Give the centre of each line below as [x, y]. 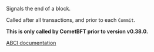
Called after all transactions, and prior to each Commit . [71, 20]
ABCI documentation [31, 43]
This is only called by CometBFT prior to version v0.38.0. [77, 31]
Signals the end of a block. [38, 9]
